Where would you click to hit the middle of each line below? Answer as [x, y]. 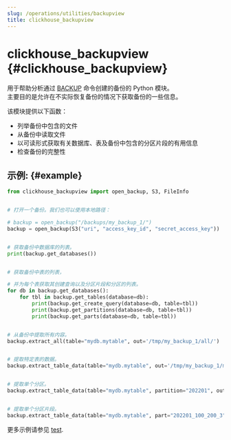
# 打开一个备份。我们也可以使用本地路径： [59, 210]
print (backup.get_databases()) [52, 254]
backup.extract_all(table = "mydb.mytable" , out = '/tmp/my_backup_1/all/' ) [113, 341]
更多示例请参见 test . [35, 429]
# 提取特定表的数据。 [33, 360]
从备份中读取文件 [41, 135]
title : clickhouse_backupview [51, 20]
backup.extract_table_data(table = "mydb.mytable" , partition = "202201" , [110, 391]
